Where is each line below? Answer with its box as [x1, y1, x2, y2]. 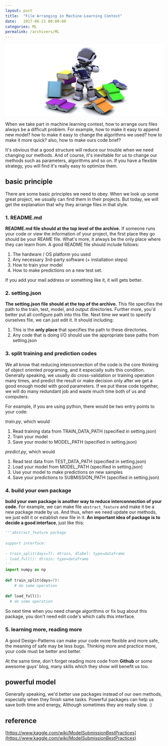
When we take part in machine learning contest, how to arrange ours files [5, 121, 157, 127]
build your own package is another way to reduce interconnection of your [5, 498, 162, 504]
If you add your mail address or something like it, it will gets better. [5, 277, 143, 283]
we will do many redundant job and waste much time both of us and [5, 388, 146, 394]
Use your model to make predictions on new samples [12, 469, 123, 475]
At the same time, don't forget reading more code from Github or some [5, 658, 152, 664]
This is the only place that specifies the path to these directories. [12, 327, 148, 333]
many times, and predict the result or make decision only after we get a [5, 377, 153, 383]
